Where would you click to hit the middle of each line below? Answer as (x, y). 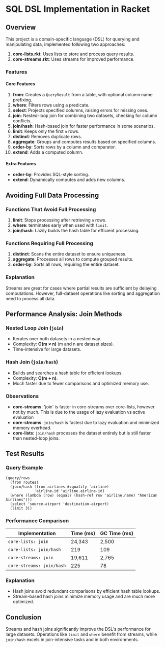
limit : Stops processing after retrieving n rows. (59, 220)
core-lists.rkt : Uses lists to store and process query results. (73, 54)
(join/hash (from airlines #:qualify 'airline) (60, 487)
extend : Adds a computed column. (48, 152)
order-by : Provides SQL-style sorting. (51, 175)
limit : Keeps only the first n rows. (46, 131)
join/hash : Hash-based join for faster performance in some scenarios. (84, 126)
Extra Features (21, 163)
